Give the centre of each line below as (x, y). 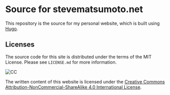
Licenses (20, 45)
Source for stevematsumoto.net (74, 9)
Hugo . (12, 28)
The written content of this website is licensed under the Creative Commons (85, 81)
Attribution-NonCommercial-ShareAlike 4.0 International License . (74, 87)
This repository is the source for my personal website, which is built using (83, 23)
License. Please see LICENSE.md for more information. (61, 62)
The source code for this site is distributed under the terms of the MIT (78, 57)
